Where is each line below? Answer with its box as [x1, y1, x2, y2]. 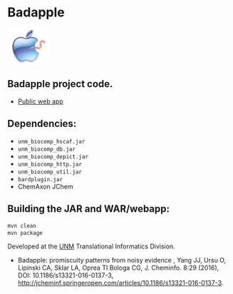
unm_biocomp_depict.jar [17, 153, 89, 161]
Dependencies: [7, 118, 77, 130]
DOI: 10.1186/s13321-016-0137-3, [17, 271, 114, 280]
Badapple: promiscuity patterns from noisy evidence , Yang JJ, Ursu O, [17, 256, 227, 265]
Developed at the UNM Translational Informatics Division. [7, 242, 176, 250]
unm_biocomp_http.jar [17, 161, 82, 168]
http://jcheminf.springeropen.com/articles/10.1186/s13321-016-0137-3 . [17, 279, 224, 288]
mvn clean [7, 223, 37, 230]
